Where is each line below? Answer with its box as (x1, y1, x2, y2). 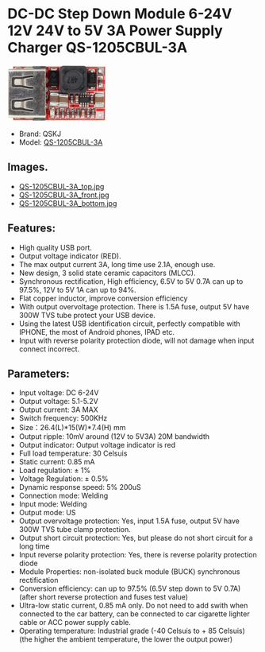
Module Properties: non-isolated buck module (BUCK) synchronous (18, 567, 240, 576)
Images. (7, 161, 48, 174)
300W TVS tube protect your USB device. (18, 310, 156, 320)
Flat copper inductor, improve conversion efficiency (18, 293, 188, 303)
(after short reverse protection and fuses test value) (18, 592, 188, 602)
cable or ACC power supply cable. (18, 618, 132, 627)
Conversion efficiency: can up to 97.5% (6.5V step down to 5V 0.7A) (18, 584, 241, 593)
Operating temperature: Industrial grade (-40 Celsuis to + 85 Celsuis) (18, 626, 245, 636)
